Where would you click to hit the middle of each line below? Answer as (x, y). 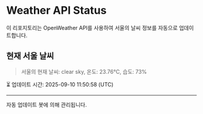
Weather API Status (56, 10)
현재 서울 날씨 (30, 56)
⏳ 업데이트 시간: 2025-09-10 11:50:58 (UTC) (60, 84)
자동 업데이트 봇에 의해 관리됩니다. (47, 104)
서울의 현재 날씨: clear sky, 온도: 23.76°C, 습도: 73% (84, 71)
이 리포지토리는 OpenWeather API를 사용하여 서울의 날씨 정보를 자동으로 (92, 28)
